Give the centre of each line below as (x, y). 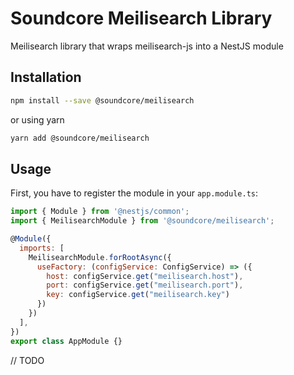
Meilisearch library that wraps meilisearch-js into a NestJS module (147, 46)
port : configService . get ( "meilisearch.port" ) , (145, 285)
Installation (46, 77)
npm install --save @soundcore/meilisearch (102, 100)
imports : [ (42, 248)
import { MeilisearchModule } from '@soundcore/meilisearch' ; (142, 221)
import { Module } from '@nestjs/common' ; (100, 212)
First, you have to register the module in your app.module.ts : (134, 193)
